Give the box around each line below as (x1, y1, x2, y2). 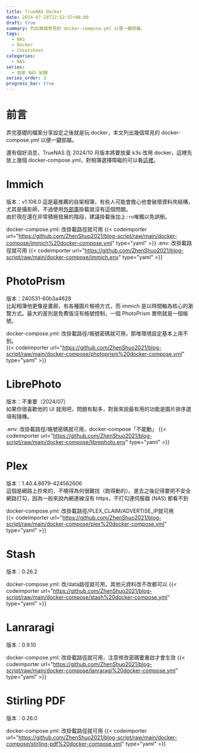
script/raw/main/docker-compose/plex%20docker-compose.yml (6, 520, 165, 527)
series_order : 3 (6, 75, 46, 81)
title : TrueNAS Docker (6, 8, 62, 15)
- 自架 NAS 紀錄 (11, 70, 49, 76)
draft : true (6, 20, 36, 26)
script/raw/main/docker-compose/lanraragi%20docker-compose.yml (6, 667, 176, 674)
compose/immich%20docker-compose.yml (6, 239, 113, 246)
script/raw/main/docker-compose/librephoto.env (6, 438, 126, 445)
